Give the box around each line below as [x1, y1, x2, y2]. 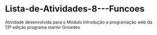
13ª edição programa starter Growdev [5, 24, 81, 30]
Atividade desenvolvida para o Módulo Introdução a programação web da [5, 19, 153, 25]
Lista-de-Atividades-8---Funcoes [5, 3, 145, 14]
